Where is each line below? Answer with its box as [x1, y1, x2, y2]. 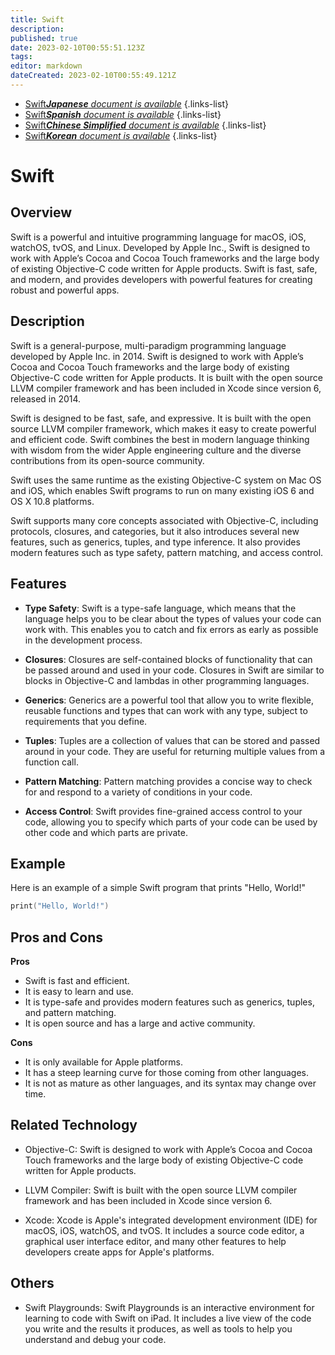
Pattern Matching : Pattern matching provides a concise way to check [24, 775, 313, 787]
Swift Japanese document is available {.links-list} [24, 97, 229, 110]
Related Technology [10, 1117, 138, 1134]
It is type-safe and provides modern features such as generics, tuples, [24, 996, 315, 1008]
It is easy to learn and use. [24, 986, 134, 997]
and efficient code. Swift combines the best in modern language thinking [10, 433, 310, 445]
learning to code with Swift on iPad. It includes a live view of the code [24, 1312, 312, 1324]
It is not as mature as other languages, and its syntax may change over [24, 1077, 317, 1089]
